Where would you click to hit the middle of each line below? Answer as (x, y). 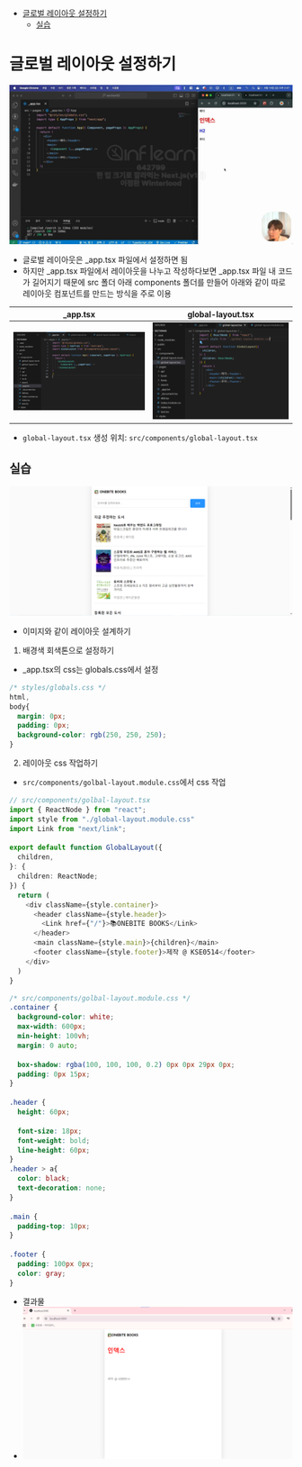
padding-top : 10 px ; (54, 1226)
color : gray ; (42, 1273)
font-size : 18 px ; (50, 1131)
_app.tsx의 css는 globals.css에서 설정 (90, 669)
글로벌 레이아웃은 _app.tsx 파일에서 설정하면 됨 (105, 260)
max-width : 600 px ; (52, 1027)
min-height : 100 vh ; (54, 1037)
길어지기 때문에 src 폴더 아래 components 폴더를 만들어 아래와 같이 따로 (159, 283)
